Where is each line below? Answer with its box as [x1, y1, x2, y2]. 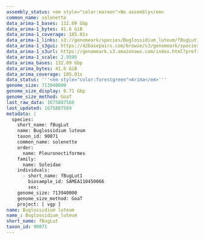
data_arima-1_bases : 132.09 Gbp [6, 20, 88, 26]
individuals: [17, 167, 50, 173]
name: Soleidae [22, 162, 61, 168]
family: [17, 156, 36, 162]
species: [12, 116, 34, 122]
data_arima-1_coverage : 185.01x [6, 32, 88, 38]
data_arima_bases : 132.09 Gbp [6, 60, 83, 66]
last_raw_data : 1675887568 [6, 99, 75, 105]
